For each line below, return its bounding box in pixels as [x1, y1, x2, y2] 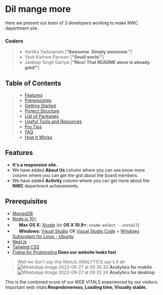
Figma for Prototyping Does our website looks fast [12, 249, 117, 255]
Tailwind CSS [12, 244, 40, 250]
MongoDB [12, 210, 33, 216]
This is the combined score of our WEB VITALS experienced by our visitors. [5, 279, 159, 285]
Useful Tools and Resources [24, 118, 82, 124]
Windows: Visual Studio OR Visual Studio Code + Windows [19, 228, 140, 234]
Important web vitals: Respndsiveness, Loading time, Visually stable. [5, 284, 147, 290]
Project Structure [24, 108, 60, 114]
